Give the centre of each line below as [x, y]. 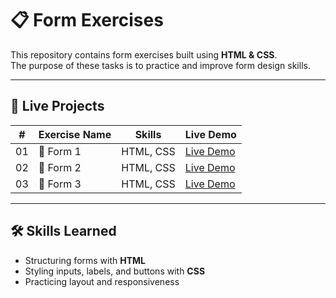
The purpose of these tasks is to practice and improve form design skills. [160, 65]
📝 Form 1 [60, 151]
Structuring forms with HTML [85, 260]
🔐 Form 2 [60, 167]
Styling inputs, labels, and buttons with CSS [115, 271]
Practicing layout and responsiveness [102, 281]
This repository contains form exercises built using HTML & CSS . [144, 54]
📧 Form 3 [60, 184]
